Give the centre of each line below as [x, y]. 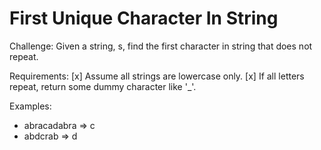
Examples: [30, 106]
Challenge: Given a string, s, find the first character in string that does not [161, 46]
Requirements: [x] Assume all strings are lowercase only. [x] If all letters [157, 76]
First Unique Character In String [144, 18]
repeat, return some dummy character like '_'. [103, 86]
